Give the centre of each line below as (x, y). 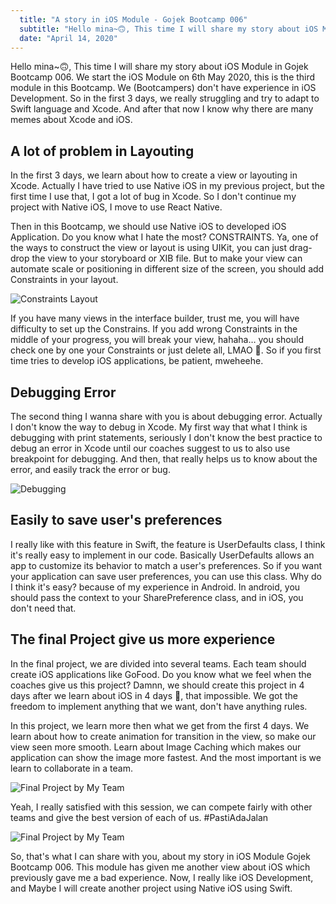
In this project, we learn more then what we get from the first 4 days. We (160, 725)
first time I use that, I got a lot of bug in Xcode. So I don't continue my (153, 197)
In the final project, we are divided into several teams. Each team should (158, 663)
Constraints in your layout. (64, 280)
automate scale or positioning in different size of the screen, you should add (167, 269)
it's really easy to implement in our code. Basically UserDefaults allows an (162, 555)
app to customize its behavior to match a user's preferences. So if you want (166, 565)
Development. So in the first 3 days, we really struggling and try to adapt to (165, 98)
